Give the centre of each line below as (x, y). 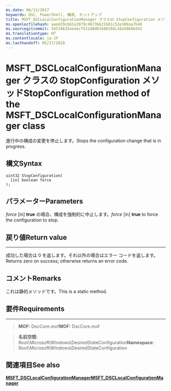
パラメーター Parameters (44, 201)
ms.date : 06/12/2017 (28, 10)
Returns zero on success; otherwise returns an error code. (67, 261)
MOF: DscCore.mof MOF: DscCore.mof (59, 326)
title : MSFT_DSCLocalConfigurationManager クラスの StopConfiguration (80, 19)
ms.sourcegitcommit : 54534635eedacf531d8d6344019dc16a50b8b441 (74, 29)
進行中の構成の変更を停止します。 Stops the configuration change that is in (83, 141)
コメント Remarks (33, 278)
